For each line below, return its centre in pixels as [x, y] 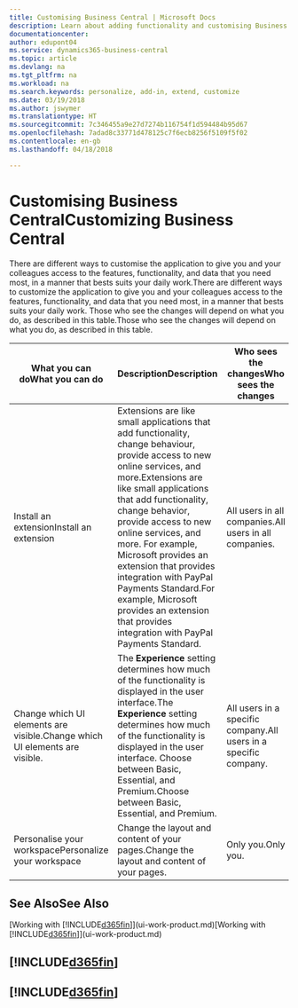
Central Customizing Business [122, 220]
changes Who [256, 374]
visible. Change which [59, 736]
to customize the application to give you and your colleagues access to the [146, 291]
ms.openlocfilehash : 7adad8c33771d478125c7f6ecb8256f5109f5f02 [129, 133]
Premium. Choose [153, 791]
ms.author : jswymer [45, 108]
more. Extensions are [160, 477]
